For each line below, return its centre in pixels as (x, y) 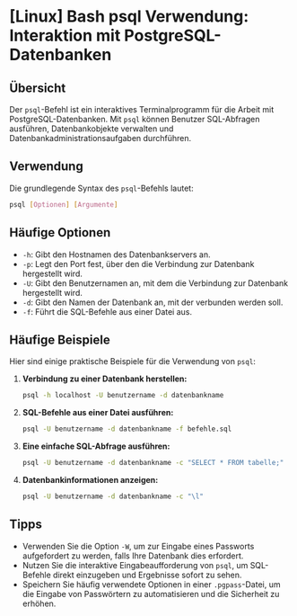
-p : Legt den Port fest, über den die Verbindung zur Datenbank (138, 263)
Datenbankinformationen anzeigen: (90, 479)
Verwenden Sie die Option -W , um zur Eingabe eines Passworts (138, 546)
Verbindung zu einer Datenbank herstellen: (105, 379)
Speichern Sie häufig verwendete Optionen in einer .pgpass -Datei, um (151, 584)
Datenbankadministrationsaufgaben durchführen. (100, 138)
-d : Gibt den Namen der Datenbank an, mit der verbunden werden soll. (153, 302)
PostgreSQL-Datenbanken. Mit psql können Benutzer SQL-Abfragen (135, 119)
